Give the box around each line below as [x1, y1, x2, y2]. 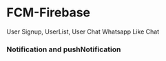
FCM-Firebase [6, 5, 91, 21]
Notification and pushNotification [6, 45, 121, 54]
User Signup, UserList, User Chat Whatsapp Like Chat [6, 27, 160, 36]
